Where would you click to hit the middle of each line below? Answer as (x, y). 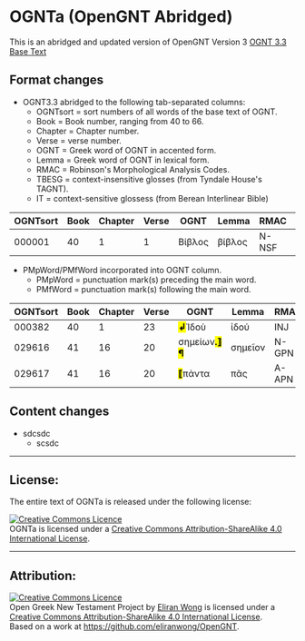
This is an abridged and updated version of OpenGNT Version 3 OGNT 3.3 (148, 42)
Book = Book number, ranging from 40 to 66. (120, 121)
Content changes (59, 412)
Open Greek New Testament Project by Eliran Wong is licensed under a (142, 607)
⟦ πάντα (194, 373)
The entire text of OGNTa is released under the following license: (131, 502)
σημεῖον (248, 347)
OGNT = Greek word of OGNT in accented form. (126, 150)
